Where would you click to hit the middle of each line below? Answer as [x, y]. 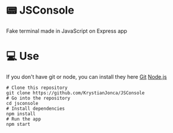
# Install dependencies [36, 109]
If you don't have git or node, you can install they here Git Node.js [86, 76]
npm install [21, 114]
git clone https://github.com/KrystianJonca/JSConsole [76, 93]
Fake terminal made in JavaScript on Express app [67, 31]
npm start [18, 124]
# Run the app [24, 119]
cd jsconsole [22, 103]
